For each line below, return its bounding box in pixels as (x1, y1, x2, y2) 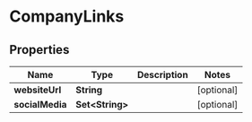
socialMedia (13, 99, 67, 110)
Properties (9, 42, 70, 57)
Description (137, 69, 188, 81)
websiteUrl (13, 83, 62, 96)
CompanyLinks (9, 6, 125, 27)
